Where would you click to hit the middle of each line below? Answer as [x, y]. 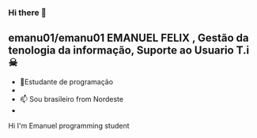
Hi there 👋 [28, 13]
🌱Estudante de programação [66, 81]
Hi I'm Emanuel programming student [69, 125]
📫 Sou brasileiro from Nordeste [72, 99]
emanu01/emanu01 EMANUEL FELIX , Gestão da [128, 38]
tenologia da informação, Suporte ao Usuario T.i [129, 50]
